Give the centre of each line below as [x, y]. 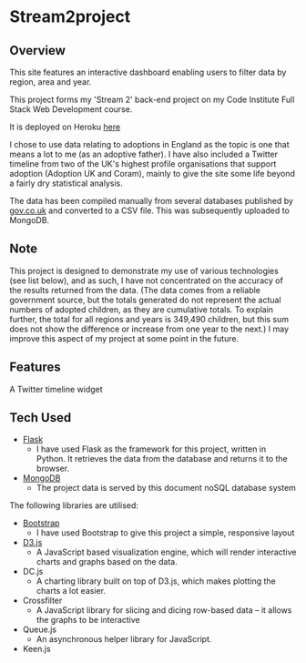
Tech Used [41, 418]
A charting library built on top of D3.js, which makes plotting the [156, 581]
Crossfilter [42, 601]
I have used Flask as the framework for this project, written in [151, 449]
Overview [38, 51]
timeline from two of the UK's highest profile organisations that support [143, 164]
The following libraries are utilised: [74, 505]
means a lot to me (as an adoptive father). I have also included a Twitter [144, 154]
